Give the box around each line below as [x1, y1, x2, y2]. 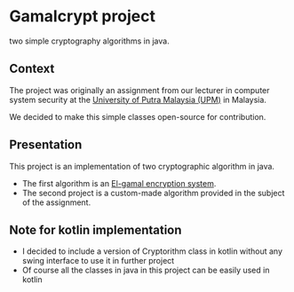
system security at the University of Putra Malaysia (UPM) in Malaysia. [9, 94, 266, 105]
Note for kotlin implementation [9, 222, 182, 237]
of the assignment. [21, 197, 91, 208]
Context [9, 61, 55, 76]
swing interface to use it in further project [21, 256, 175, 266]
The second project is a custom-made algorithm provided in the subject [21, 187, 285, 198]
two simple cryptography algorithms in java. [9, 36, 171, 46]
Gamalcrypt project [9, 6, 155, 27]
